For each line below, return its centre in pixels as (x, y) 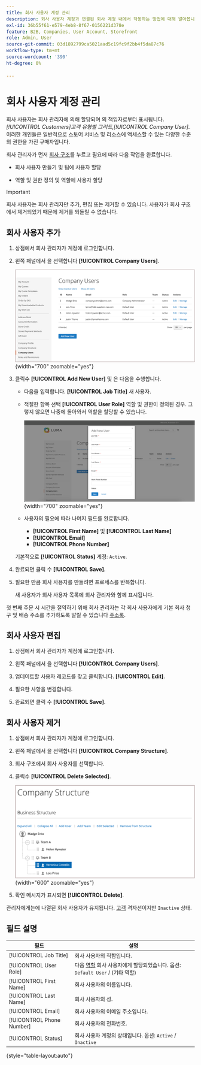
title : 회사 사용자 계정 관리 (38, 13)
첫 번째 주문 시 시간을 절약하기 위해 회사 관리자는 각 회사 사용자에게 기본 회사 (95, 607)
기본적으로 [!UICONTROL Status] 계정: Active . (71, 556)
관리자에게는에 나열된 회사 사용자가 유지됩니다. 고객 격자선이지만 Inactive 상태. (99, 908)
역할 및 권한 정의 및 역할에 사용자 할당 (59, 180)
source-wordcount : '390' (37, 57)
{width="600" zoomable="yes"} (54, 883)
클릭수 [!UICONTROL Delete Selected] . (63, 776)
